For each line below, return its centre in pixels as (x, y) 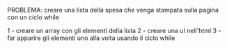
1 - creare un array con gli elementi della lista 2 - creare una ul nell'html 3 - (114, 31)
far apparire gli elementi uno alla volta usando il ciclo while (91, 38)
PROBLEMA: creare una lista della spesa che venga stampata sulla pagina (113, 10)
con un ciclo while (33, 17)
